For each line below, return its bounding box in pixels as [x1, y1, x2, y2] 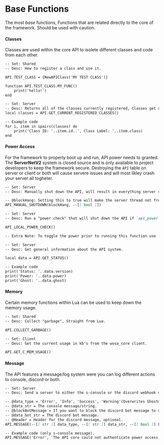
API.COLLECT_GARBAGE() [5, 327, 51, 333]
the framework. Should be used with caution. [5, 24, 96, 30]
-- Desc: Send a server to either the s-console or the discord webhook [5, 390, 156, 395]
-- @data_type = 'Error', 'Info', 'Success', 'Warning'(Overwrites [5, 399, 145, 404]
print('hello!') [14, 88, 47, 93]
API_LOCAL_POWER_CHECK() [5, 225, 56, 230]
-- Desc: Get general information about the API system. [5, 247, 123, 252]
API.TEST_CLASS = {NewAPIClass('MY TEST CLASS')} [5, 75, 108, 80]
